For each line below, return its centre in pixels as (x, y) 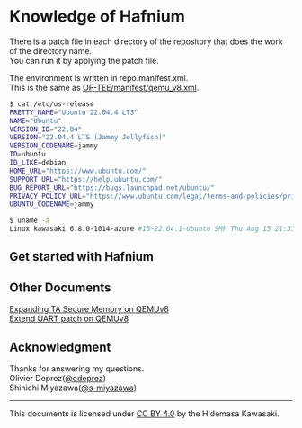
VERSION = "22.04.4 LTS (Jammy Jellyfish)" (88, 138)
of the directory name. (51, 50)
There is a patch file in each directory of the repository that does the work (146, 41)
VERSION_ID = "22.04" (46, 129)
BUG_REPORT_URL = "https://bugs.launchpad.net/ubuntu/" (112, 187)
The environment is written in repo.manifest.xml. (99, 77)
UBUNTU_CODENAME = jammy (52, 204)
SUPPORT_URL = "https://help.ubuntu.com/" (86, 179)
